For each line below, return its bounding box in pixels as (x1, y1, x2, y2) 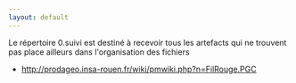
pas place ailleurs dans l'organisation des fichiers (8, 46, 190, 57)
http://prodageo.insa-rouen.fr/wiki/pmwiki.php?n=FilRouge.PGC (21, 64, 257, 74)
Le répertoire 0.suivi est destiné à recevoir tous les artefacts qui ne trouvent (8, 37, 287, 48)
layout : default (8, 12, 69, 22)
